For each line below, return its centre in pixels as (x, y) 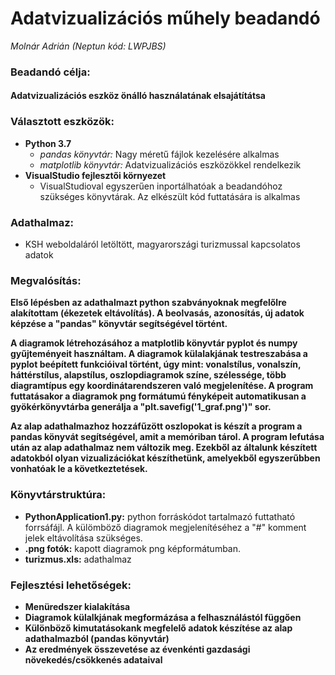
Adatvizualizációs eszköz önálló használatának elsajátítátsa (138, 96)
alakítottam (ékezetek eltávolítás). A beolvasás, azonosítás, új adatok (157, 313)
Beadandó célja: (50, 72)
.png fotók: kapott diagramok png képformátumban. (133, 548)
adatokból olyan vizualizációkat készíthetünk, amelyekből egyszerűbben (165, 458)
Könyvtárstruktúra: (58, 495)
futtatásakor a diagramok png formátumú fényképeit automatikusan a (158, 396)
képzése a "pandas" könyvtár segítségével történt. (119, 324)
